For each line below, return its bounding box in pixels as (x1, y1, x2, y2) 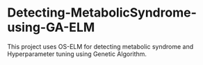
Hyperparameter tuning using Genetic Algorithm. (7, 50, 147, 58)
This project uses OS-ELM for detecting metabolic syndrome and (7, 42, 194, 50)
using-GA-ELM (7, 19, 95, 35)
